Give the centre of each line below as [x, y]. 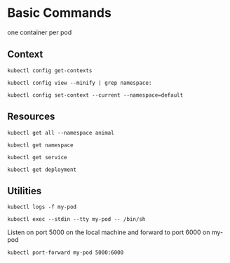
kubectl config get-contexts [50, 70]
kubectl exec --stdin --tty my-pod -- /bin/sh [76, 220]
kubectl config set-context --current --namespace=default [95, 95]
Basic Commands [60, 13]
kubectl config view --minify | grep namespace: [80, 83]
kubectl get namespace [40, 145]
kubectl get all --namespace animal [61, 133]
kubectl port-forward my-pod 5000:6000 [66, 253]
